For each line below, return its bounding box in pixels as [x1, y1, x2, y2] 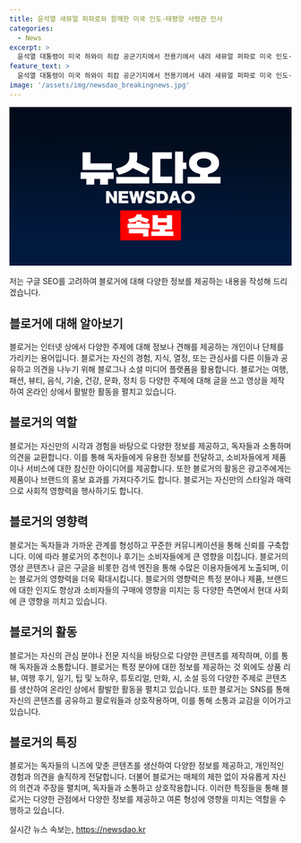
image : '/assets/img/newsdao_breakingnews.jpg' [9, 81, 191, 90]
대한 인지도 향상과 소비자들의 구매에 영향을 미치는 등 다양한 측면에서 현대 [18, 584, 272, 595]
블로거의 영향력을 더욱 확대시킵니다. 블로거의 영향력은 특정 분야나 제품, [18, 573, 265, 584]
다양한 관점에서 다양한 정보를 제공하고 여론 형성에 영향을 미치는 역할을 [32, 794, 278, 804]
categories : [9, 23, 54, 33]
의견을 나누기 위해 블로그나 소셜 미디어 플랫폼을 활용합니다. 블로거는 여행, [32, 364, 289, 375]
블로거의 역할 [9, 415, 78, 430]
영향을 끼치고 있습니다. [28, 595, 107, 606]
